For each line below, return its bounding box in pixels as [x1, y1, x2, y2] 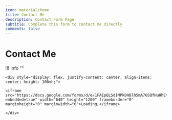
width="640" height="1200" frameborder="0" [39, 97, 134, 102]
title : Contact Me [5, 12, 45, 17]
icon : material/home [5, 7, 50, 13]
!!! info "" [5, 65, 24, 71]
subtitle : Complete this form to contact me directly [5, 21, 123, 27]
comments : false [5, 26, 40, 32]
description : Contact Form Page [5, 17, 74, 22]
